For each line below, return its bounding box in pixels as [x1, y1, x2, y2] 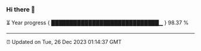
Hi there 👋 [6, 5, 36, 14]
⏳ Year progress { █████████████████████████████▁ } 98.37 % [6, 19, 189, 26]
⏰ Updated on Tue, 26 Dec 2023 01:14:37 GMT [6, 39, 122, 46]
